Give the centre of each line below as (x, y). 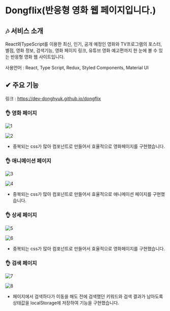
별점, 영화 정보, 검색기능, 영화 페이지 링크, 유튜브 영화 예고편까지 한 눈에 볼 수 (81, 50)
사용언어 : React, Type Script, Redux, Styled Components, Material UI (77, 68)
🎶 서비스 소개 (24, 31)
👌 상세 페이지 (21, 215)
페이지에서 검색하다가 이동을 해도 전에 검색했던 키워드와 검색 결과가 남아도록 (88, 296)
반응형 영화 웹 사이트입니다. (38, 57)
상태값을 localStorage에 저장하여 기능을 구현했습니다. (66, 303)
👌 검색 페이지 (21, 263)
